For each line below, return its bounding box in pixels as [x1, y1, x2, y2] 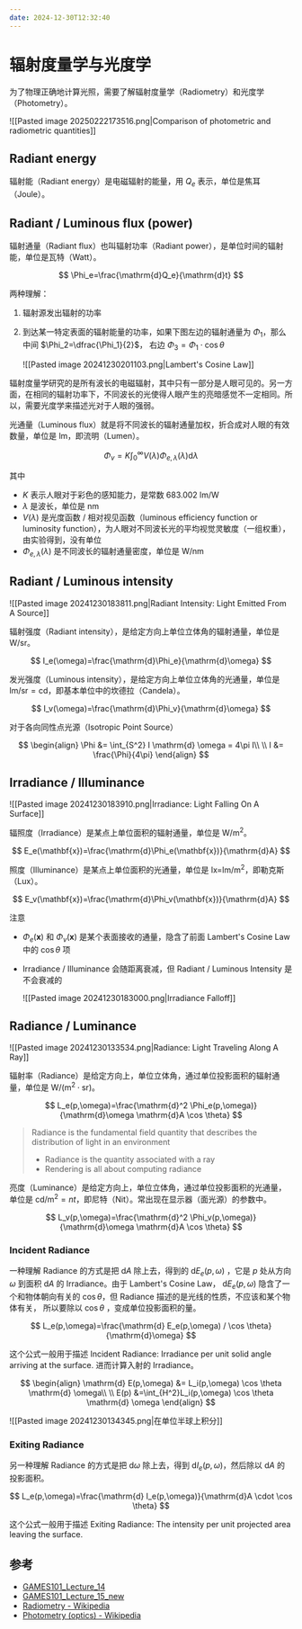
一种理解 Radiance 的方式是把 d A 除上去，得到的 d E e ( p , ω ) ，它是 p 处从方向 [9, 1265, 292, 1278]
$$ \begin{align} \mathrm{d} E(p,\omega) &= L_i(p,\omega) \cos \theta [20, 1377, 282, 1388]
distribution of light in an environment [31, 1137, 171, 1148]
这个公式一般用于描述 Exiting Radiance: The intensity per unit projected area [9, 1518, 291, 1529]
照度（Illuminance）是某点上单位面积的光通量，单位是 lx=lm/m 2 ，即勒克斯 [9, 863, 285, 875]
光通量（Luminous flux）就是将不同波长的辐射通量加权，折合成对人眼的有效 [9, 419, 290, 430]
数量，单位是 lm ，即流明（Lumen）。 [9, 430, 145, 441]
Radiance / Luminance [9, 1018, 138, 1034]
